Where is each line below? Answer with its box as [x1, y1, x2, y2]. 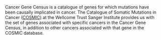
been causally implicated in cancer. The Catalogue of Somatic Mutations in [5, 9, 157, 15]
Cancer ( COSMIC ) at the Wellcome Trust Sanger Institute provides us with [5, 15, 155, 20]
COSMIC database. [5, 30, 44, 36]
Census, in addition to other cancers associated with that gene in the [5, 25, 144, 31]
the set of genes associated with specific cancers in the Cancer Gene [5, 20, 146, 25]
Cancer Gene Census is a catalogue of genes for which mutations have [5, 4, 149, 10]
